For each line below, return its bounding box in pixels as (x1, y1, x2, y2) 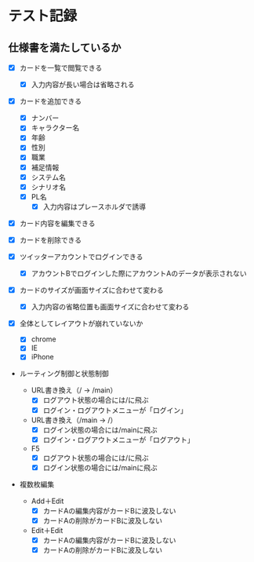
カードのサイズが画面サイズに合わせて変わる (19, 286, 164, 295)
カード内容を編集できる (19, 218, 96, 228)
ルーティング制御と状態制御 (19, 369, 109, 378)
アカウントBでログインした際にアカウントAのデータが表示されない (31, 268, 247, 278)
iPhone (31, 352, 55, 362)
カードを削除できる (19, 235, 82, 244)
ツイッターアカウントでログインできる (19, 252, 143, 261)
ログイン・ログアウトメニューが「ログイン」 (42, 405, 188, 414)
